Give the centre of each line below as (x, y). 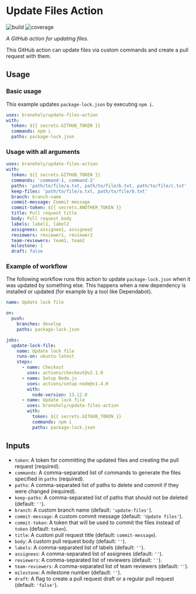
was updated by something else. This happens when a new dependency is (96, 286)
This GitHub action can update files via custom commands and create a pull (97, 50)
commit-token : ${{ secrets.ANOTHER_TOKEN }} (66, 208)
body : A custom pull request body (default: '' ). (71, 541)
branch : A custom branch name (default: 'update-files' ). (84, 510)
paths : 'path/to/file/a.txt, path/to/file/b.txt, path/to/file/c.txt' (99, 186)
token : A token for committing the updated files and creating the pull (97, 460)
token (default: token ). (41, 528)
